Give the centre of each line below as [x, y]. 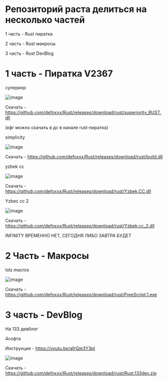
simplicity [15, 137]
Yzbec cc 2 [17, 201]
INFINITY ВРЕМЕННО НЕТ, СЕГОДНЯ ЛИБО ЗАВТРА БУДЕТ [68, 235]
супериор [16, 87]
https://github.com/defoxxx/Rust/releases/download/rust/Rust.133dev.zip [81, 373]
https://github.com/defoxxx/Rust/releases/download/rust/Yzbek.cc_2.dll [80, 226]
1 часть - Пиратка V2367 [59, 74]
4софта [13, 338]
